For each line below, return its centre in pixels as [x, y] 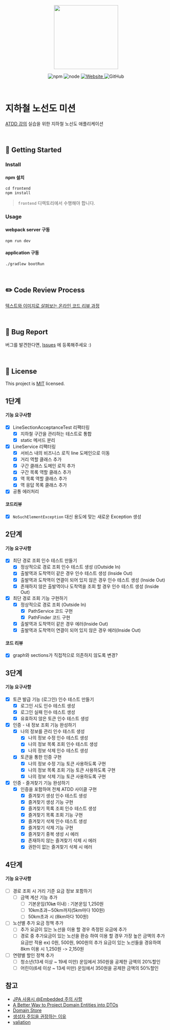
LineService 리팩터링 [34, 446]
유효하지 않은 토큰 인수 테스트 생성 [55, 719]
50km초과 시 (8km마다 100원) [58, 917]
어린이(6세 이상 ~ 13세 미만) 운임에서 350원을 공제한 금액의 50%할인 [89, 968]
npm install [18, 193]
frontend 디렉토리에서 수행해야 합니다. [57, 203]
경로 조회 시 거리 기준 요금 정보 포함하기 [52, 891]
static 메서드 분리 [38, 440]
